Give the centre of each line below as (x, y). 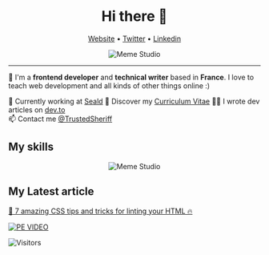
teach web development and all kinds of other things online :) (109, 85)
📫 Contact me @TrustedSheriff (60, 119)
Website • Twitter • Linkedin (134, 38)
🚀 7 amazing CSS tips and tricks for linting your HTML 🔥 (100, 211)
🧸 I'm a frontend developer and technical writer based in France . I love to (131, 77)
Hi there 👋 (134, 16)
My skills (31, 147)
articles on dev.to (37, 109)
